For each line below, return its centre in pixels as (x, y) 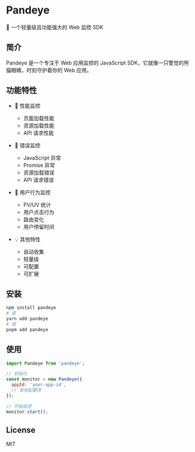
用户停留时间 (39, 227)
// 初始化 (17, 374)
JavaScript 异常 (42, 158)
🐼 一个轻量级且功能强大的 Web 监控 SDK (55, 27)
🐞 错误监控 (27, 145)
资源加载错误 (39, 172)
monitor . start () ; (27, 411)
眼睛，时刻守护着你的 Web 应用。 (51, 70)
